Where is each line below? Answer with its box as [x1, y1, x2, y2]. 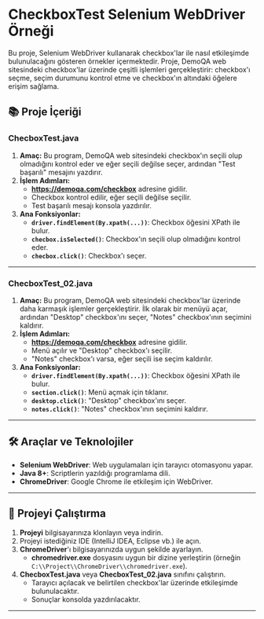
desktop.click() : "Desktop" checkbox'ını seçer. [31, 395, 187, 405]
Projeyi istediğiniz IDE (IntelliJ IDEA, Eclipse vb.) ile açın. [19, 536, 202, 545]
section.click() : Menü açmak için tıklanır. [31, 387, 169, 397]
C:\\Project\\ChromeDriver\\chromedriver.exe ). [31, 561, 188, 570]
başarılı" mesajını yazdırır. [19, 167, 104, 177]
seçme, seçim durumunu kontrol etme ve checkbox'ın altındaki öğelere [8, 73, 237, 82]
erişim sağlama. [8, 81, 60, 91]
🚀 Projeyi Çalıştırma [8, 507, 106, 520]
